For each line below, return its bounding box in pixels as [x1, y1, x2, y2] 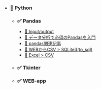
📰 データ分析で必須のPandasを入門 [24, 34, 96, 41]
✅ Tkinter [17, 65, 41, 71]
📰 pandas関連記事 [24, 41, 62, 46]
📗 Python [9, 4, 33, 11]
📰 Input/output [24, 29, 54, 35]
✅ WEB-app [17, 78, 46, 85]
